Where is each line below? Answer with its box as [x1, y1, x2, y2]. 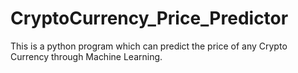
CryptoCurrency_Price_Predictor [10, 7, 289, 30]
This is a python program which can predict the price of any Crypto [10, 40, 288, 52]
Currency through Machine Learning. [10, 50, 163, 62]
